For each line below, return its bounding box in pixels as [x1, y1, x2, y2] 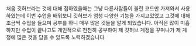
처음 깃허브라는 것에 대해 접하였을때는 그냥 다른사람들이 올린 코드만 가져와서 [6, 5, 180, 11]
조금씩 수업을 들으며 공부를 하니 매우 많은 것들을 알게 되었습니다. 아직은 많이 [6, 20, 180, 26]
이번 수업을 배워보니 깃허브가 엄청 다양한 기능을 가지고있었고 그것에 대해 [26, 12, 191, 19]
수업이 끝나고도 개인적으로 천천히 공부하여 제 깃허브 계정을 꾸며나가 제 [21, 26, 181, 33]
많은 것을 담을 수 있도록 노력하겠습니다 [16, 34, 105, 40]
